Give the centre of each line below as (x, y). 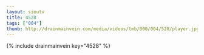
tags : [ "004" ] (24, 23)
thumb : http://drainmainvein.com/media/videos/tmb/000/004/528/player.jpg (103, 29)
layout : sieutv (25, 12)
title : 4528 (21, 18)
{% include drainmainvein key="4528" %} (59, 46)
